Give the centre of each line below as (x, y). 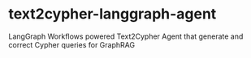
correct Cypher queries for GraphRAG (72, 44)
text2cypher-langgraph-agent (113, 14)
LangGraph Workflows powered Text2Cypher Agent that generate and (126, 36)
